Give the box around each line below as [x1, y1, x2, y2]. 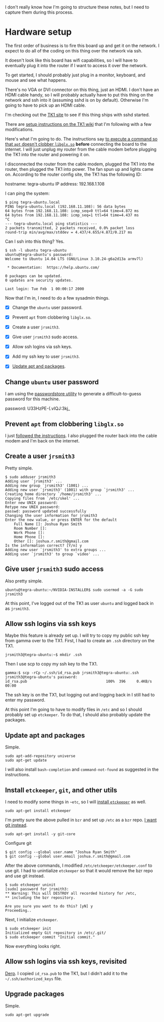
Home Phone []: [14, 534, 45, 539]
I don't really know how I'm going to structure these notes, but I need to [5, 4, 149, 10]
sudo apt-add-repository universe [5, 754, 76, 759]
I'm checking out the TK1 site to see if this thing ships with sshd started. [5, 112, 150, 117]
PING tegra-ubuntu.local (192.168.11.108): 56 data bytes [5, 204, 126, 209]
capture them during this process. [5, 9, 73, 15]
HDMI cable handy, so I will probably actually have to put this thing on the [5, 92, 153, 97]
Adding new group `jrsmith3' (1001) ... [5, 483, 89, 488]
